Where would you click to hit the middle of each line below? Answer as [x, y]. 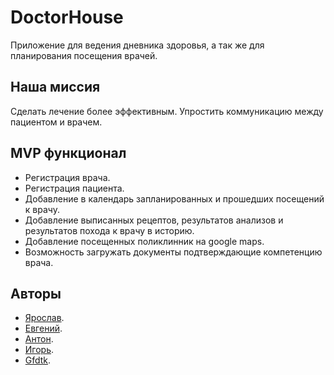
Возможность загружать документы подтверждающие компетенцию [173, 252]
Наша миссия [55, 87]
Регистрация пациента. [74, 188]
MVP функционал [68, 153]
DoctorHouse [67, 17]
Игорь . [39, 350]
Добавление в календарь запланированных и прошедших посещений [174, 198]
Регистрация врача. [67, 177]
